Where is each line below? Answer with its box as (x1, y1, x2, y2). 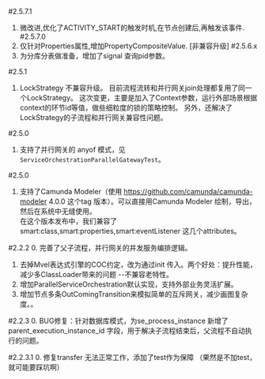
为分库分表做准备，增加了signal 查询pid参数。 (19, 51, 170, 60)
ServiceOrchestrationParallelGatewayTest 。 (19, 155, 165, 164)
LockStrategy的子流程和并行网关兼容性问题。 (19, 113, 168, 122)
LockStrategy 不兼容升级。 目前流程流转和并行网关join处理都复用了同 (19, 83, 245, 92)
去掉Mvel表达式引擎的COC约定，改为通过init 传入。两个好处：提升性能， (19, 260, 257, 269)
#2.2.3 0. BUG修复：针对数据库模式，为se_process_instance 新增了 (8, 316, 229, 325)
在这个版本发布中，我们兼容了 (19, 216, 117, 226)
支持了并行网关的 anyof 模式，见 (19, 145, 126, 154)
